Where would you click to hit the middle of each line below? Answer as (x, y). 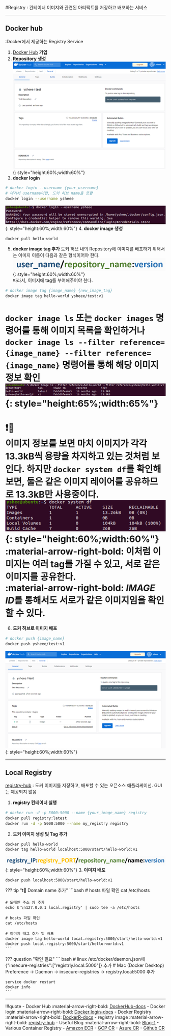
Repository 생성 (29, 59)
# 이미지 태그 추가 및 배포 (30, 933)
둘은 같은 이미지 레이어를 (75, 482)
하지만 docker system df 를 (80, 469)
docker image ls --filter (60, 343)
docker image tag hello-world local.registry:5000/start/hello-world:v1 (84, 939)
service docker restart (31, 982)
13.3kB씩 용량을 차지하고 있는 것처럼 (77, 456)
